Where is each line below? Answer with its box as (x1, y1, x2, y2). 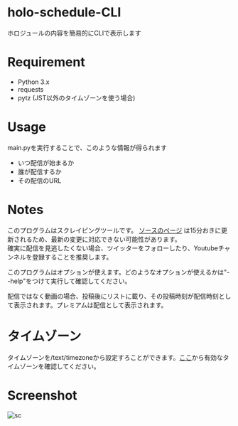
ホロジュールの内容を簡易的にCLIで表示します (7, 28, 141, 37)
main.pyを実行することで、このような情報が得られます (7, 143, 168, 151)
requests (17, 85, 44, 93)
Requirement (7, 54, 85, 70)
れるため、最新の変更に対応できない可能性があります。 (19, 235, 181, 243)
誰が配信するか (17, 167, 62, 176)
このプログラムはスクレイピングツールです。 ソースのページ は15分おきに (7, 225, 222, 235)
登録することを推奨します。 (31, 252, 113, 261)
